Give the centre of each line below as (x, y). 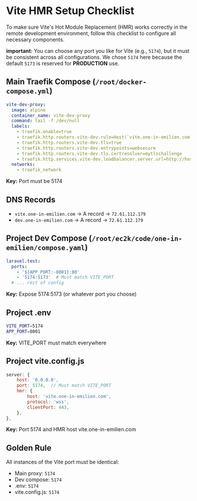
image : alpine (28, 110)
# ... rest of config (38, 283)
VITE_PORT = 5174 (25, 326)
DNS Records (31, 200)
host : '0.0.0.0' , (38, 380)
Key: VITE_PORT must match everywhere (56, 343)
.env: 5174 (27, 486)
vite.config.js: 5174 (37, 492)
